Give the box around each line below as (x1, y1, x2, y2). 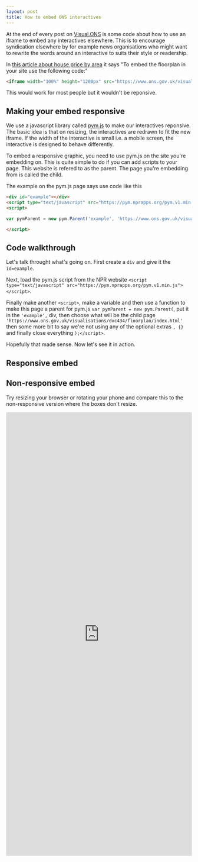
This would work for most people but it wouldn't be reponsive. (6, 89, 157, 96)
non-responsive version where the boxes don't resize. (6, 400, 137, 407)
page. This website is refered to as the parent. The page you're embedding (6, 165, 189, 172)
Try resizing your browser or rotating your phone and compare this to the (6, 394, 184, 401)
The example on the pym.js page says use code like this (6, 183, 143, 190)
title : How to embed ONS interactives (6, 14, 101, 20)
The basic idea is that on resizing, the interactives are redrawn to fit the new (6, 128, 191, 135)
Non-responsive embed (6, 378, 95, 388)
